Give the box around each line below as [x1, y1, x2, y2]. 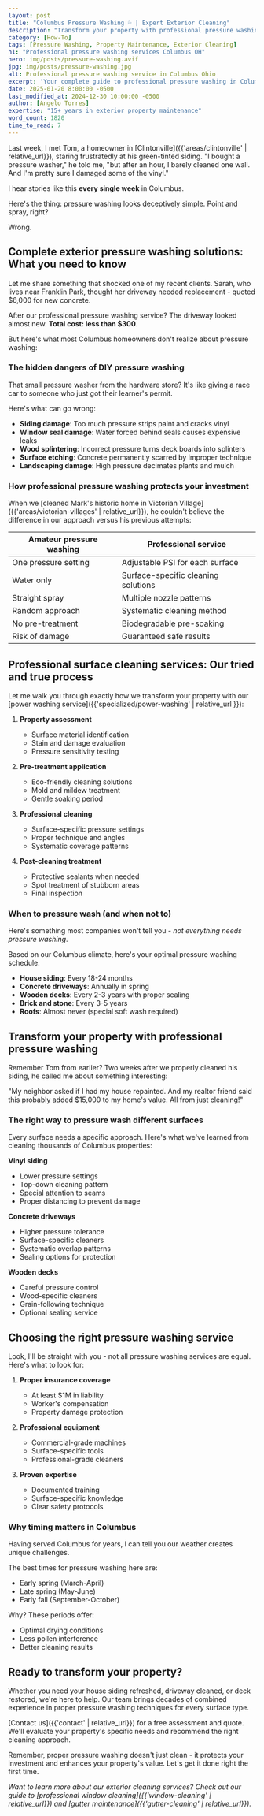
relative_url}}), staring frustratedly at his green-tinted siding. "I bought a [8, 151, 241, 161]
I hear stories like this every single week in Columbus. [8, 183, 185, 193]
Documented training [31, 1485, 100, 1494]
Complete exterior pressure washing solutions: [8, 245, 244, 259]
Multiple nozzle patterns [121, 593, 211, 604]
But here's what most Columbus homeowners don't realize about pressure [8, 334, 249, 344]
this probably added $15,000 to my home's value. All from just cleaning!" [8, 1095, 244, 1104]
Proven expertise [19, 1470, 77, 1479]
